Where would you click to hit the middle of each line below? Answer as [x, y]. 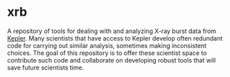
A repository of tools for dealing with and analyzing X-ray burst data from [112, 31]
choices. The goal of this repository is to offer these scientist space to [107, 53]
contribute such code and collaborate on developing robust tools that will [112, 60]
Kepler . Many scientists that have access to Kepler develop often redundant [115, 38]
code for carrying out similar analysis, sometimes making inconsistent [107, 45]
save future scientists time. [46, 67]
